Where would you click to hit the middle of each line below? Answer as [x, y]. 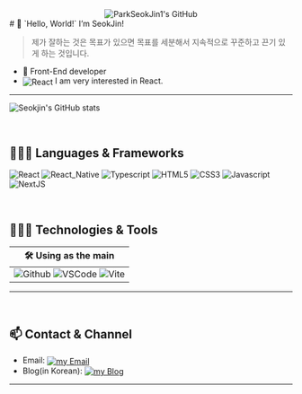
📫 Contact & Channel [71, 334]
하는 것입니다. [65, 53]
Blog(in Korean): [52, 371]
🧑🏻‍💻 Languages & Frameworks [97, 153]
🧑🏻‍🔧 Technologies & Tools [84, 229]
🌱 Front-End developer [64, 71]
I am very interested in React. [109, 81]
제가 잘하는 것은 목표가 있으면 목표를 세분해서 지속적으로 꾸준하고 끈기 [154, 42]
